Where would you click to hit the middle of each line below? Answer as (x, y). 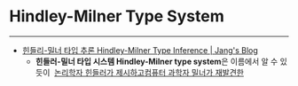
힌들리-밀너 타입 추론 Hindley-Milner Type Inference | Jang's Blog (140, 50)
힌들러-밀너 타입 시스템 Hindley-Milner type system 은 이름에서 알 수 (157, 61)
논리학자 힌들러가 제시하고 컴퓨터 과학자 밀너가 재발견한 (149, 72)
